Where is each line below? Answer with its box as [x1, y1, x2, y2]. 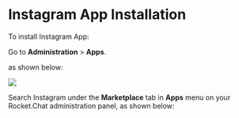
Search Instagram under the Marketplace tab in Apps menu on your [8, 93, 231, 102]
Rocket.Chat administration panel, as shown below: [8, 101, 175, 110]
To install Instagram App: [8, 32, 89, 41]
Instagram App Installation [8, 6, 187, 24]
